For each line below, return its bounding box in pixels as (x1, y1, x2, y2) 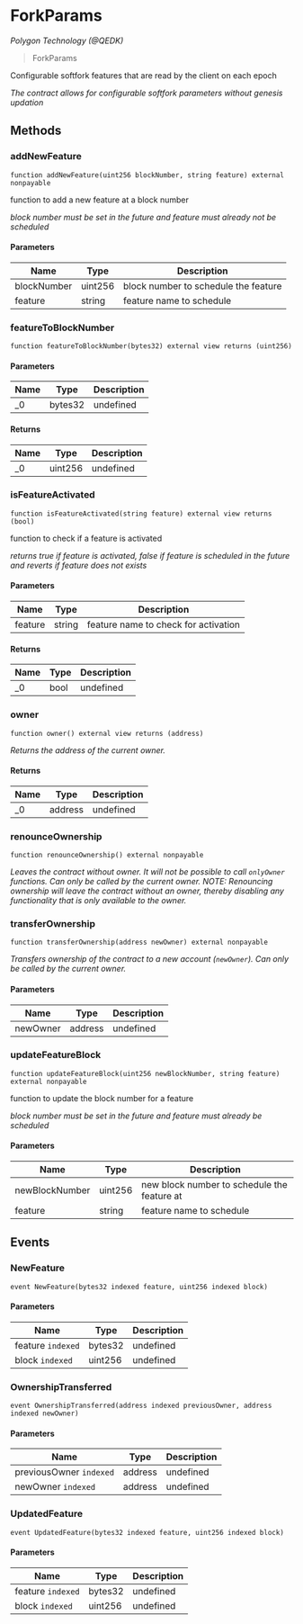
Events (10, 1234, 50, 1251)
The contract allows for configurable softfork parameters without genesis (10, 87, 283, 98)
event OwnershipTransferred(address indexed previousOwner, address (10, 1401, 272, 1411)
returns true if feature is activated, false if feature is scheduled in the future (10, 550, 290, 561)
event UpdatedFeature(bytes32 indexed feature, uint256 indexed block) (10, 1528, 284, 1537)
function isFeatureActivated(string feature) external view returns (10, 509, 272, 518)
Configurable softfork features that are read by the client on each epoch (10, 69, 277, 81)
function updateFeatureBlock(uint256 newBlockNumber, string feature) (10, 1069, 281, 1078)
